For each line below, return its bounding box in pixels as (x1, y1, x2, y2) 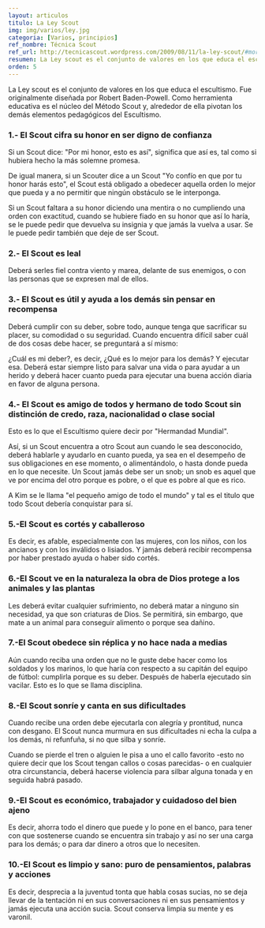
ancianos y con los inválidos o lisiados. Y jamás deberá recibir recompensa (8, 545, 252, 555)
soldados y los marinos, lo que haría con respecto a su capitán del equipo (8, 664, 248, 673)
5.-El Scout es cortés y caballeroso (8, 518, 145, 529)
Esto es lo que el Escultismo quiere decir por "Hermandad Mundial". (8, 426, 229, 436)
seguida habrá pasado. (8, 775, 83, 785)
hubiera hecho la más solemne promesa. (8, 155, 140, 166)
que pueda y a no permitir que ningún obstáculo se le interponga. (8, 188, 221, 197)
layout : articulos (8, 11, 69, 20)
